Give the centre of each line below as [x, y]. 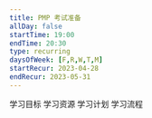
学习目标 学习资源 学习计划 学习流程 [76, 103]
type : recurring [40, 52]
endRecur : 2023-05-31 [50, 77]
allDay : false [36, 26]
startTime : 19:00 [42, 34]
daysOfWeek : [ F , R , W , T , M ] [56, 60]
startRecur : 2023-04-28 [54, 69]
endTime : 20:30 [38, 43]
